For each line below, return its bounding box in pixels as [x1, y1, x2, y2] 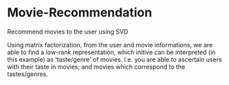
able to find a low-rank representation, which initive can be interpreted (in [7, 48, 216, 56]
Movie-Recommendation [7, 5, 153, 21]
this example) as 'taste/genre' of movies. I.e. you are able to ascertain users [7, 55, 222, 63]
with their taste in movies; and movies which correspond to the [7, 62, 186, 71]
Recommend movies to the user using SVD [7, 27, 129, 36]
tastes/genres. [7, 70, 48, 78]
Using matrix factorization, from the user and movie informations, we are [7, 40, 213, 49]
